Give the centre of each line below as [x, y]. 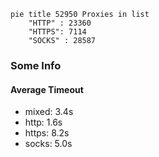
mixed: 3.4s [49, 112]
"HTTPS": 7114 [57, 32]
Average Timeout [47, 89]
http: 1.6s [43, 122]
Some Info [36, 65]
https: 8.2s [47, 133]
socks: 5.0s [48, 144]
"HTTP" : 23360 [60, 23]
